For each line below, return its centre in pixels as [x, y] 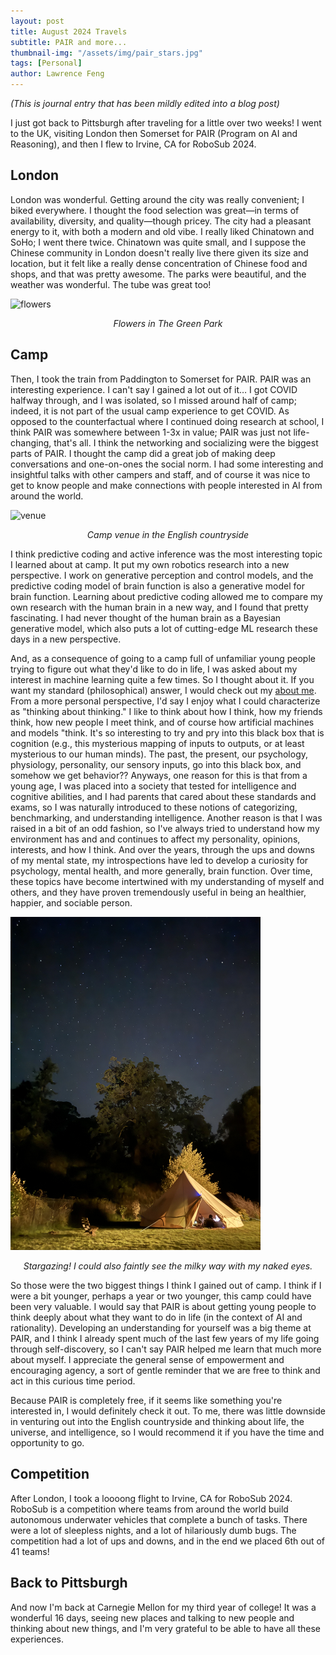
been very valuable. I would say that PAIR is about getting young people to [163, 1306]
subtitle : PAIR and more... [69, 42]
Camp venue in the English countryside [168, 534]
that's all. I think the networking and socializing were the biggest [186, 442]
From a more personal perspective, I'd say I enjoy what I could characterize [165, 701]
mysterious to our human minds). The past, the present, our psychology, [159, 754]
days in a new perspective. [66, 639]
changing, [31, 442]
